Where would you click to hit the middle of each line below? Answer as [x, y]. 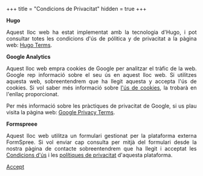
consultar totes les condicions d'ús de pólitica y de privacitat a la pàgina [101, 38]
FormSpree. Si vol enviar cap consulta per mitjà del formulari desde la [101, 142]
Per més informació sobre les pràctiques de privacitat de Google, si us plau [101, 106]
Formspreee [22, 124]
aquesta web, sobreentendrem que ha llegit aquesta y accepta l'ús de [101, 81]
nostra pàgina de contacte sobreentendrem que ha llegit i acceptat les [101, 148]
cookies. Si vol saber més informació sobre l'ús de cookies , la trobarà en [102, 88]
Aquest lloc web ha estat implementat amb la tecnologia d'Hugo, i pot [101, 32]
